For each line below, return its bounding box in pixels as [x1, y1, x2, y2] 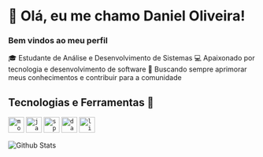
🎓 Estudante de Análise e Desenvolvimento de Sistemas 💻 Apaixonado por [8, 53, 255, 63]
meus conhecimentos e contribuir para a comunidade [8, 73, 183, 82]
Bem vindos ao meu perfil [8, 35, 108, 46]
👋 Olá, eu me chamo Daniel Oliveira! [8, 7, 246, 25]
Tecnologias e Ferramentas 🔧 [8, 96, 154, 109]
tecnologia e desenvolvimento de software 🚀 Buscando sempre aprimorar [8, 64, 247, 74]
